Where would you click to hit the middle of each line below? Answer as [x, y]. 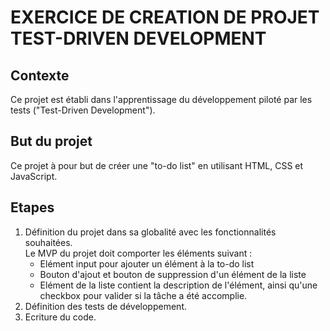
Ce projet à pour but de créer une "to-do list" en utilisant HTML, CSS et [157, 165]
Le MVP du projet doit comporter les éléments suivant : [138, 253]
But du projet [51, 141]
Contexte [40, 75]
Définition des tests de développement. [105, 306]
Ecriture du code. [60, 317]
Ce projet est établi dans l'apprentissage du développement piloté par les [161, 99]
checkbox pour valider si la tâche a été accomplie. [143, 295]
